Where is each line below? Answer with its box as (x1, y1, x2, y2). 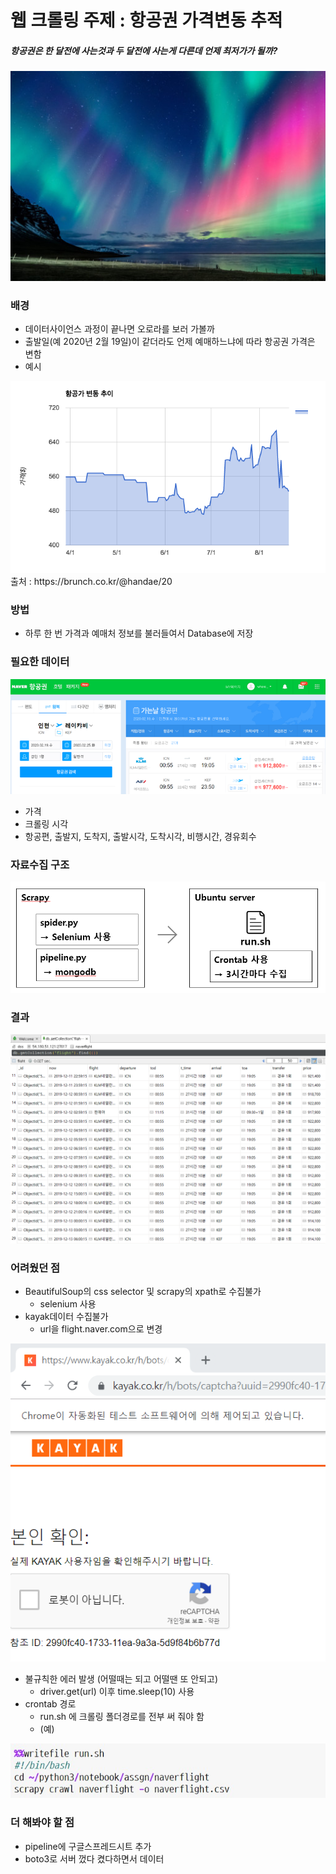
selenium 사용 (39, 1298, 97, 1310)
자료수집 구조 (10, 857, 70, 871)
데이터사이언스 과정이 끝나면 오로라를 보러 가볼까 (24, 323, 215, 335)
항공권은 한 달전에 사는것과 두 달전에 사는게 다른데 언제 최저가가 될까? (10, 44, 278, 56)
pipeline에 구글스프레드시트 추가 (24, 1840, 152, 1852)
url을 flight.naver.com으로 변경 (39, 1323, 163, 1335)
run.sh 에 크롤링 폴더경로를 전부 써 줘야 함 (39, 1710, 205, 1722)
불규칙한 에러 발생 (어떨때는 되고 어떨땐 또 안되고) (24, 1672, 219, 1685)
